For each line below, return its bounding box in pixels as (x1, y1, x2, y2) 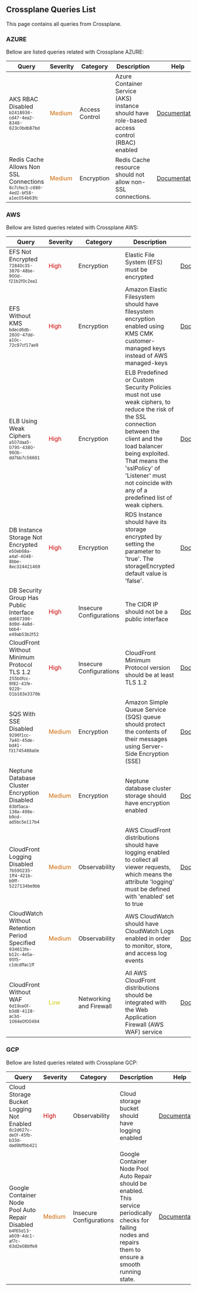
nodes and (119, 1230, 150, 1239)
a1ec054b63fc (9, 195, 39, 201)
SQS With (9, 710, 36, 718)
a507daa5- (9, 439, 32, 445)
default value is (125, 569, 167, 578)
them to (119, 1245, 141, 1253)
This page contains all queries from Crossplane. (6, 20, 122, 27)
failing (119, 1223, 137, 1232)
